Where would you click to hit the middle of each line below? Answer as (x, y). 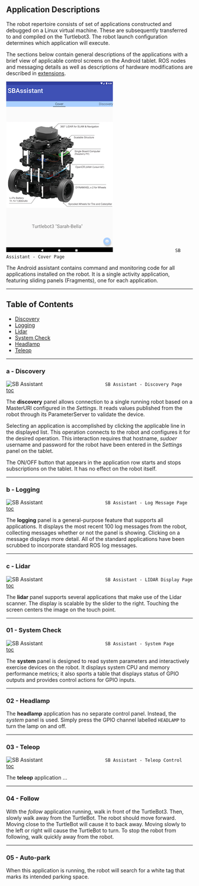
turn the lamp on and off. (36, 726)
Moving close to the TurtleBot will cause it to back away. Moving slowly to (96, 824)
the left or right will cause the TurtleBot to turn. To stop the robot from (91, 830)
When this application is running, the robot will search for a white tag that (95, 870)
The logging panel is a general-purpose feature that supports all (85, 520)
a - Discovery (26, 371)
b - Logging (23, 489)
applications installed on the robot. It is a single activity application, (88, 274)
